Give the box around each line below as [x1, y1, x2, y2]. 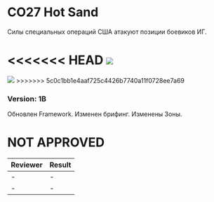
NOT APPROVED [7, 134, 105, 151]
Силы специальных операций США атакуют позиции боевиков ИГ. [7, 27, 207, 36]
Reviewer [11, 160, 44, 170]
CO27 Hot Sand [7, 4, 99, 20]
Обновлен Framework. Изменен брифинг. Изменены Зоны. [7, 110, 182, 118]
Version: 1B [7, 94, 47, 103]
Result [49, 160, 72, 170]
